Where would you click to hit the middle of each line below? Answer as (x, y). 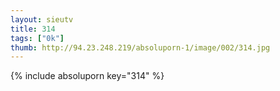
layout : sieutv (42, 19)
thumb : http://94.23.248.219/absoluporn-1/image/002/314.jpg (140, 47)
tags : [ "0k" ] (37, 38)
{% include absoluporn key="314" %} (87, 76)
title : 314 (33, 29)
